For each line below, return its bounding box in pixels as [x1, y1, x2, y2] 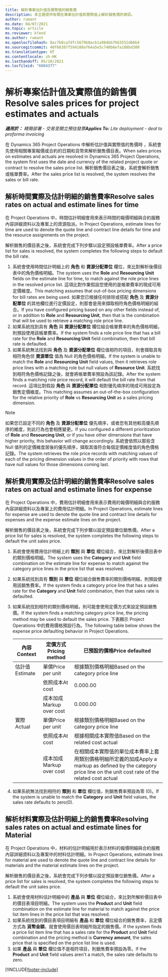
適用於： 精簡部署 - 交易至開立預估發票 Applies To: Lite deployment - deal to [5, 126, 162, 132]
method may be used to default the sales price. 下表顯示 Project [12, 616, 144, 622]
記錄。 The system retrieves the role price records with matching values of [5, 450, 158, 456]
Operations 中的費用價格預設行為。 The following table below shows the [12, 622, 160, 628]
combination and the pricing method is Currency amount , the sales [12, 934, 151, 940]
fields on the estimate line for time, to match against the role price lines [12, 275, 159, 281]
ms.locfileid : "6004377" [5, 63, 57, 68]
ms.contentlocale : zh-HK [5, 54, 57, 59]
